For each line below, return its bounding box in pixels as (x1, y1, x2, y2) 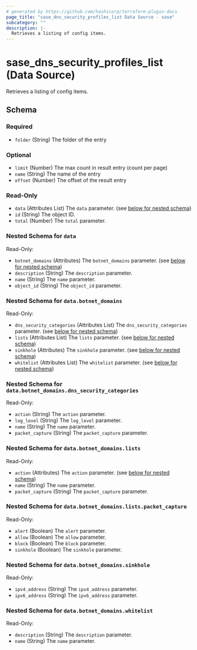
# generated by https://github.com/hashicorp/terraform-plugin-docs (6, 8, 178, 15)
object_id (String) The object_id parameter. (14, 282, 122, 289)
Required (6, 123, 33, 131)
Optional (6, 151, 31, 159)
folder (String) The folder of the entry (14, 136, 107, 143)
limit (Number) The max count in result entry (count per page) (14, 164, 168, 171)
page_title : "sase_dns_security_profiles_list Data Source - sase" (6, 14, 175, 20)
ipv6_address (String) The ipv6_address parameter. (14, 592, 138, 599)
